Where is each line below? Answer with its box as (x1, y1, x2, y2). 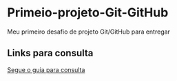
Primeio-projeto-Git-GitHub (7, 5, 169, 21)
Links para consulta (7, 47, 94, 59)
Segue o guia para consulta (7, 65, 85, 73)
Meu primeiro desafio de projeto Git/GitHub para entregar (7, 27, 171, 36)
